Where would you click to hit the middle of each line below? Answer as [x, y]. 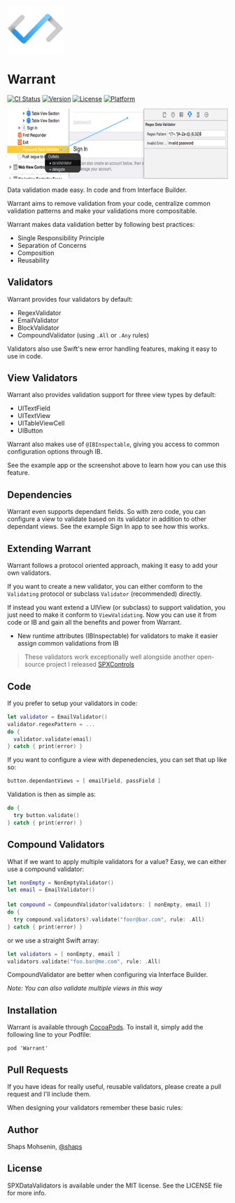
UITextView [34, 416]
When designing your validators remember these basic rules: [95, 1108]
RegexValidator [39, 312]
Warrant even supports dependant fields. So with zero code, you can [107, 512]
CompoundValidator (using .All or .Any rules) [83, 335]
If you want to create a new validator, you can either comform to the [105, 587]
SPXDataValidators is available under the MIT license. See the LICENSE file [115, 1185]
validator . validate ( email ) [53, 739]
